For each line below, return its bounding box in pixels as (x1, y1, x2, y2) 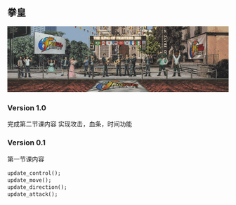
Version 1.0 (7, 102, 47, 112)
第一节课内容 (7, 154, 44, 163)
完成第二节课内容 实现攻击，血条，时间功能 (7, 120, 132, 128)
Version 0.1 (7, 138, 46, 147)
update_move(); (7, 176, 52, 184)
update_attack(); (7, 190, 58, 198)
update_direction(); (7, 183, 68, 191)
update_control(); (7, 169, 61, 177)
